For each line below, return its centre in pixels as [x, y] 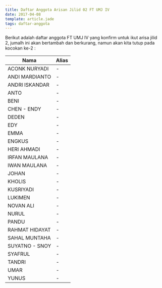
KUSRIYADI [21, 190]
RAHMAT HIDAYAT [29, 230]
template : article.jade [30, 19]
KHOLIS [17, 181]
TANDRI [17, 262]
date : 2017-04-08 [23, 14]
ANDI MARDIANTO [29, 77]
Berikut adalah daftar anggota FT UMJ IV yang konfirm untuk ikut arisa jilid [81, 38]
